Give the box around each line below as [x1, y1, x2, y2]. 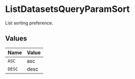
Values [5, 34, 27, 43]
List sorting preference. [5, 20, 53, 26]
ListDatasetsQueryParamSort [5, 3, 130, 15]
